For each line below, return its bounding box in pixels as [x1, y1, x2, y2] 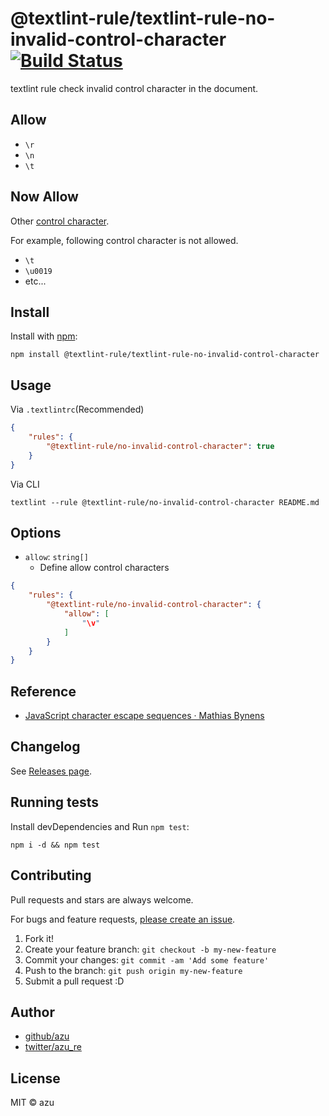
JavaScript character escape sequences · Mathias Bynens [24, 710, 265, 722]
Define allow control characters [39, 562, 170, 574]
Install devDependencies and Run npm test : [10, 820, 190, 832]
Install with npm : [10, 330, 78, 342]
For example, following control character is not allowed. [10, 234, 239, 246]
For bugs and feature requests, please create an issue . [10, 913, 236, 925]
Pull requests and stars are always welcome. [10, 893, 194, 906]
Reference [10, 683, 77, 700]
